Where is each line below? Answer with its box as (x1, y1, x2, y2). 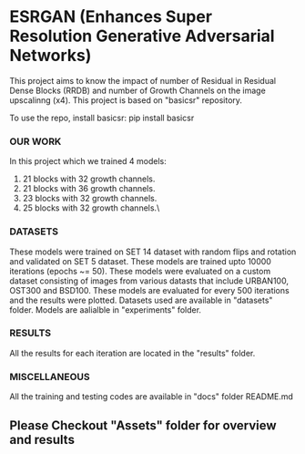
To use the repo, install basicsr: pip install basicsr (9, 112, 195, 123)
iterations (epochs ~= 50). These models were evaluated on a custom (9, 265, 271, 276)
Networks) (9, 46, 92, 66)
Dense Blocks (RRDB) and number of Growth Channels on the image (9, 85, 266, 96)
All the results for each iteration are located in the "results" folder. (9, 347, 256, 358)
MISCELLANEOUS (9, 370, 90, 383)
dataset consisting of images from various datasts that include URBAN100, (9, 275, 290, 286)
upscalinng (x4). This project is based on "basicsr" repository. (9, 94, 243, 106)
